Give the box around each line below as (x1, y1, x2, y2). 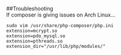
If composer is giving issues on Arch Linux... (6, 11, 116, 18)
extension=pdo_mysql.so (6, 33, 66, 39)
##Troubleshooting (6, 5, 54, 12)
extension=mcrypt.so (6, 28, 58, 34)
